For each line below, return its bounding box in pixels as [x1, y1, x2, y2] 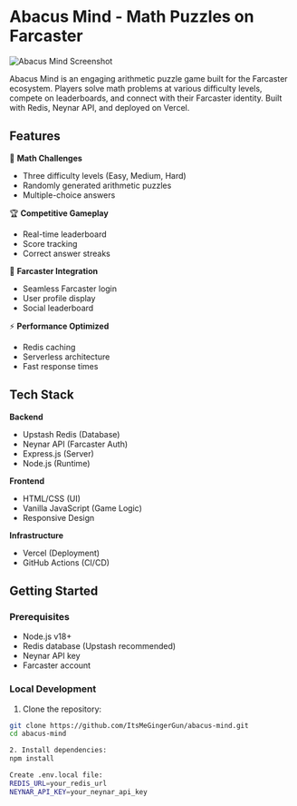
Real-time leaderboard [22, 229, 107, 240]
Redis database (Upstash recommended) [22, 641, 177, 652]
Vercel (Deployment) [22, 547, 101, 558]
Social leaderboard [22, 302, 94, 313]
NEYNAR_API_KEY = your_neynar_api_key [9, 787, 148, 796]
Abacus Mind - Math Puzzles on [9, 6, 254, 27]
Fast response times [22, 360, 99, 371]
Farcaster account [22, 660, 91, 671]
